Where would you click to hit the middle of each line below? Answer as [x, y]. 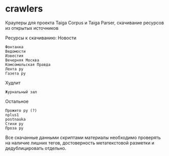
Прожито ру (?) [21, 110]
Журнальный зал [21, 92]
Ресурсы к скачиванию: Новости [41, 38]
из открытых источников [32, 28]
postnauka [16, 119]
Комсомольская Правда [28, 64]
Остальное [17, 101]
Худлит [13, 83]
